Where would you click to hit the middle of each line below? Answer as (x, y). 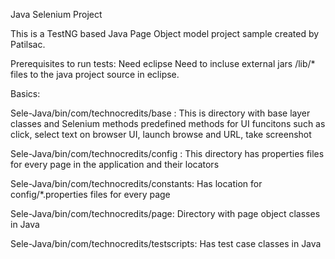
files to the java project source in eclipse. (95, 74)
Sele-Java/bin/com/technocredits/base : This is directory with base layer (160, 113)
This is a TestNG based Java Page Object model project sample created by (165, 33)
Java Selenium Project (56, 14)
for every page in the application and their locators (115, 164)
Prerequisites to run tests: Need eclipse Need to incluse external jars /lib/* (163, 63)
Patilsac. (28, 44)
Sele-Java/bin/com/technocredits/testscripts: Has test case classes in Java (166, 243)
